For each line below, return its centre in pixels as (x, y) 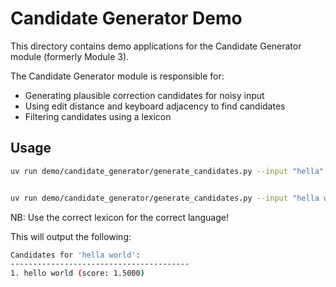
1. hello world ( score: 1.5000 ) (77, 273)
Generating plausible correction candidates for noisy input (144, 95)
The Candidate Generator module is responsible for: (117, 76)
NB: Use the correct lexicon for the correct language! (119, 217)
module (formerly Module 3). (70, 56)
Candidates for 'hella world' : (75, 255)
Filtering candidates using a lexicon (98, 116)
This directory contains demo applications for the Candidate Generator (156, 46)
